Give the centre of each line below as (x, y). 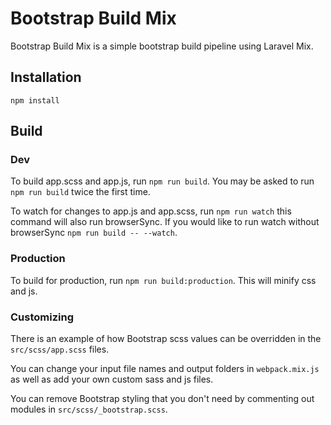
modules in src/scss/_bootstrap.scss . (89, 409)
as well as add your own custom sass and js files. (112, 379)
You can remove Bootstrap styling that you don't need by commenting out (162, 399)
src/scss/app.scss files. (60, 349)
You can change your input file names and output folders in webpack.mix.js (165, 369)
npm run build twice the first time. (80, 192)
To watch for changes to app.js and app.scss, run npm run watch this (151, 211)
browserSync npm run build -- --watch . (94, 233)
